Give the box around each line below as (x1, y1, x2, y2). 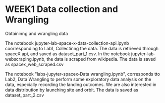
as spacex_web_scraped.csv (5, 61, 64, 67)
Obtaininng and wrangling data (5, 30, 68, 36)
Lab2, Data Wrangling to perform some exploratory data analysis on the (5, 76, 152, 82)
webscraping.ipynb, (5, 56, 46, 62)
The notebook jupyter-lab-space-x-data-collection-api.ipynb (5, 40, 129, 46)
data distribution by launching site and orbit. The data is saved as (5, 87, 139, 93)
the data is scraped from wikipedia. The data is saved (46, 56, 156, 62)
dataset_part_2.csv (5, 92, 44, 98)
